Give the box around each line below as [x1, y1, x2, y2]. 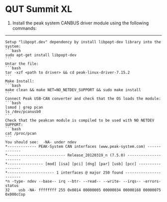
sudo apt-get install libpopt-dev [5, 52, 77, 58]
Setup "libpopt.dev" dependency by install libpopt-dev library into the [5, 39, 162, 44]
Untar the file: [5, 61, 39, 66]
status [5, 183, 19, 188]
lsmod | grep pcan [5, 104, 43, 110]
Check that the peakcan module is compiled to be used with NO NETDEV [5, 118, 155, 123]
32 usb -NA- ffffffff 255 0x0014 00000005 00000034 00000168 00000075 [5, 188, 162, 193]
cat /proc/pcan [5, 131, 37, 136]
